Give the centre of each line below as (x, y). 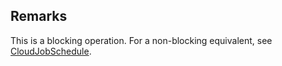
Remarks (39, 16)
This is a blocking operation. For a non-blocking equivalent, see (141, 40)
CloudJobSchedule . (51, 51)
